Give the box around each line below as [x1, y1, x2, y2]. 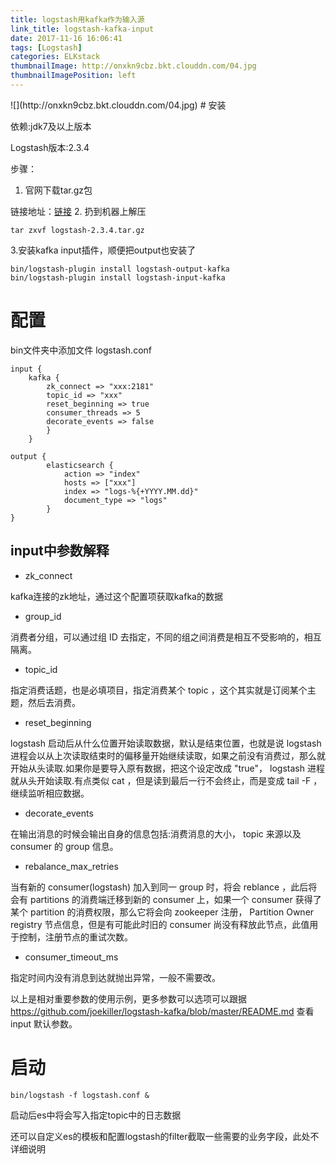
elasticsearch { [46, 460, 114, 470]
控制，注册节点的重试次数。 [18, 931, 133, 943]
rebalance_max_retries [24, 860, 119, 872]
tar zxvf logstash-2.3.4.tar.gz [10, 225, 145, 235]
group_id [24, 610, 62, 622]
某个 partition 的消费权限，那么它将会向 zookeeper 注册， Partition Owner [10, 906, 315, 918]
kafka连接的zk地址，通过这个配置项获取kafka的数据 [10, 590, 223, 602]
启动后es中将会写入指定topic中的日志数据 [10, 1109, 182, 1121]
